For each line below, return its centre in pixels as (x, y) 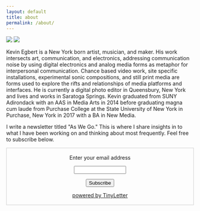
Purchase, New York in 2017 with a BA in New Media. (71, 115)
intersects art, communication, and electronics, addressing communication (98, 58)
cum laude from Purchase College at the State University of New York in (95, 109)
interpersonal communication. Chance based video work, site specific (92, 71)
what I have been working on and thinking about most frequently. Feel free (98, 133)
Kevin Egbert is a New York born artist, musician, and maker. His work (92, 52)
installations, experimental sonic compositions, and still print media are (93, 77)
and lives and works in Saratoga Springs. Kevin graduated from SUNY (92, 97)
